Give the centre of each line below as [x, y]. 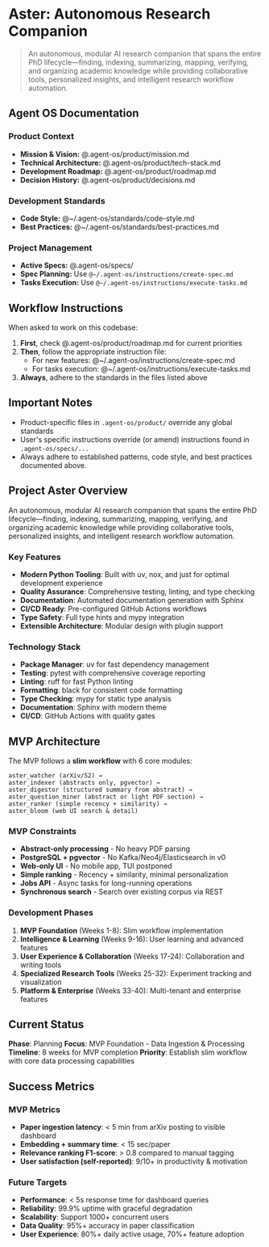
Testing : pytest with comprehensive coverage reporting [113, 673]
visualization [41, 982]
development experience [61, 583]
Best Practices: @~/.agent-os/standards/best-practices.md [119, 226]
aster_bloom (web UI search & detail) [73, 811]
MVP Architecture [54, 741]
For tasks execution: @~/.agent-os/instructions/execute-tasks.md [141, 369]
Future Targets [37, 1182]
